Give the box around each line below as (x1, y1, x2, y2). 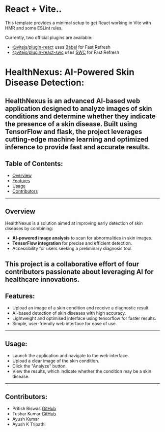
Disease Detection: (5, 77, 84, 88)
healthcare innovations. (5, 275, 80, 284)
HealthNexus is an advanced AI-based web (5, 97, 140, 105)
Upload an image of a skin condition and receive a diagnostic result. (12, 305, 150, 311)
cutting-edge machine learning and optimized (5, 135, 149, 143)
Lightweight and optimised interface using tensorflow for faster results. (12, 315, 156, 321)
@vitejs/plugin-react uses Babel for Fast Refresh (12, 44, 111, 50)
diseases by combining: (5, 226, 53, 232)
